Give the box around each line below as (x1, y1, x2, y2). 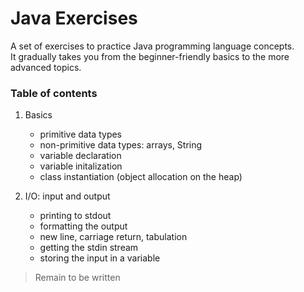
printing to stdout (39, 210, 112, 222)
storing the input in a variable (39, 252, 161, 264)
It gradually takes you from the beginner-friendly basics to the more (10, 50, 290, 62)
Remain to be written (34, 272, 121, 284)
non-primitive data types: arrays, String (39, 139, 203, 151)
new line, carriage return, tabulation (39, 231, 188, 243)
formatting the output (39, 220, 128, 232)
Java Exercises (10, 7, 138, 30)
